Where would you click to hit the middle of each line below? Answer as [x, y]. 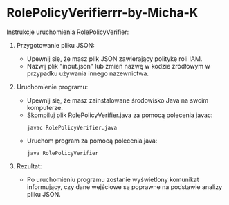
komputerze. [45, 107]
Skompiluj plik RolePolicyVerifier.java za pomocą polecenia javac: [120, 115]
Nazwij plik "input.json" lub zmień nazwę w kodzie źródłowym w [118, 66]
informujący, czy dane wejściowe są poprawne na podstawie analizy [125, 187]
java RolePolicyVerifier [63, 153]
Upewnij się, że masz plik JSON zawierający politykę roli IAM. [114, 59]
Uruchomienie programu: [52, 87]
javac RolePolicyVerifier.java [72, 127]
